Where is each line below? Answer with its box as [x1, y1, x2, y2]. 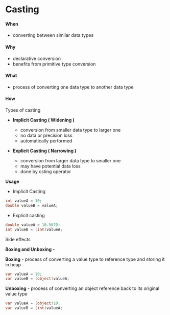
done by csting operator [20, 169, 71, 175]
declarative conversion [12, 55, 61, 61]
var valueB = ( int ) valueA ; [5, 306, 63, 311]
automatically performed [20, 138, 72, 144]
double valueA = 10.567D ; [5, 222, 60, 227]
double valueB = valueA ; [5, 203, 58, 208]
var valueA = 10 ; [5, 271, 42, 277]
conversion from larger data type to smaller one [20, 158, 121, 163]
